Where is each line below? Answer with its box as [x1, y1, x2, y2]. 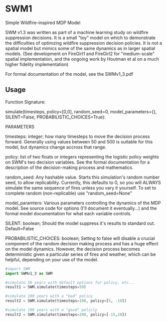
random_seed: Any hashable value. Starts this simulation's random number [5, 174, 160, 180]
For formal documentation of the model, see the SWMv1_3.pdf [5, 71, 133, 77]
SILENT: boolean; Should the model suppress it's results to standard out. [5, 220, 155, 226]
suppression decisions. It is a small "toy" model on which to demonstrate [5, 35, 156, 41]
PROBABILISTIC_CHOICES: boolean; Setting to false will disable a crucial [5, 235, 155, 241]
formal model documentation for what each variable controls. [5, 210, 132, 216]
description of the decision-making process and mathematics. [5, 164, 134, 171]
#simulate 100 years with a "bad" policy [5, 294, 93, 299]
